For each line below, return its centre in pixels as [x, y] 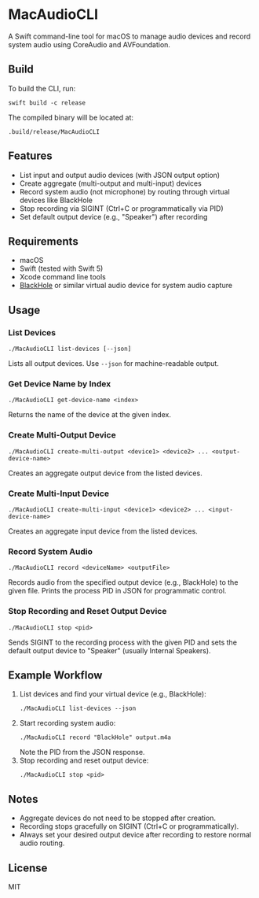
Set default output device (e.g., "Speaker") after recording [113, 216]
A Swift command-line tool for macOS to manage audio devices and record [129, 36]
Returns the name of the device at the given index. [89, 415]
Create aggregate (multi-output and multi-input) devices [110, 183]
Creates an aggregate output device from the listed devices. [105, 473]
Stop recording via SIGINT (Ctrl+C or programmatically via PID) [121, 208]
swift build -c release [47, 103]
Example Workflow [55, 675]
